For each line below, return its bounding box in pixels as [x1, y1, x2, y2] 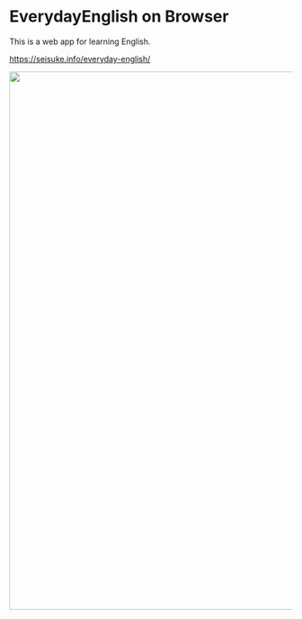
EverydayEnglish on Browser [9, 6, 229, 27]
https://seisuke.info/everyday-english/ [9, 53, 151, 64]
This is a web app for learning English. [9, 36, 151, 47]
